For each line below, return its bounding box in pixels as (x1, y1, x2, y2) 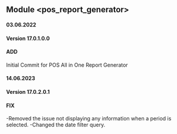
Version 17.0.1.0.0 (6, 35, 50, 42)
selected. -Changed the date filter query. (6, 121, 106, 129)
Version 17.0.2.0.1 (6, 88, 50, 95)
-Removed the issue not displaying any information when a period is (6, 115, 172, 122)
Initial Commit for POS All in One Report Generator (6, 61, 128, 68)
